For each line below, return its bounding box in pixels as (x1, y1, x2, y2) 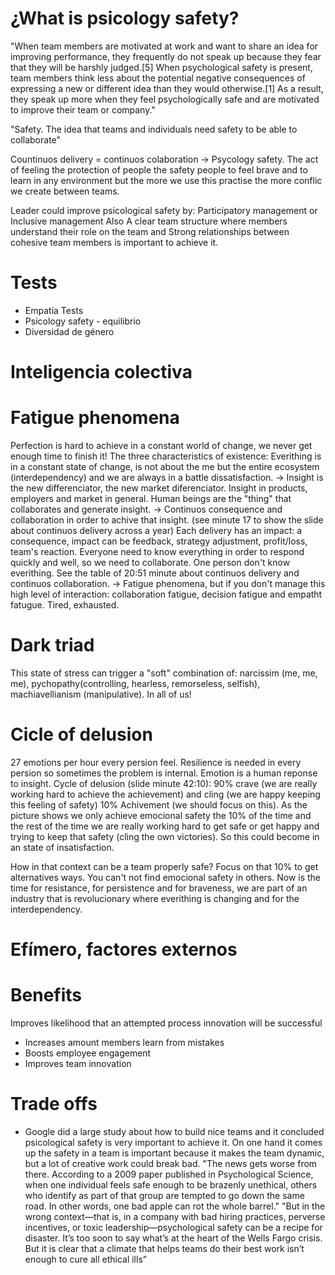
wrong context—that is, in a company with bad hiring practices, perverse (24, 1210, 326, 1222)
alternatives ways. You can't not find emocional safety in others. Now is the (10, 871, 322, 883)
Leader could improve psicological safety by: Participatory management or (10, 204, 318, 216)
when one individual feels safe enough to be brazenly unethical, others (24, 1178, 318, 1191)
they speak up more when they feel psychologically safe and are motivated (10, 93, 320, 105)
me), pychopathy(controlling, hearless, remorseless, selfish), (10, 677, 261, 689)
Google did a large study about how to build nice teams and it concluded (24, 1125, 325, 1137)
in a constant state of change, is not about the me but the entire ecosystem (10, 461, 320, 472)
